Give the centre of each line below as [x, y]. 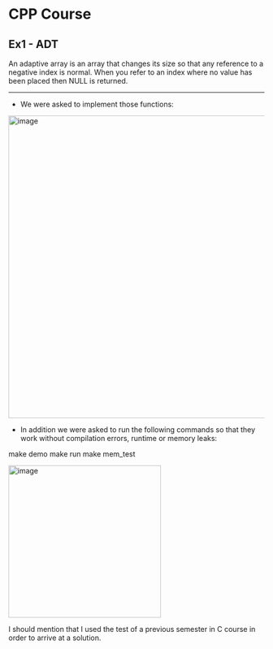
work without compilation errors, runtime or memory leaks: [119, 438]
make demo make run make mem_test [72, 454]
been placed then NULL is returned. [68, 81]
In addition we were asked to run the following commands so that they [138, 430]
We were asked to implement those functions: [97, 104]
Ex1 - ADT [33, 44]
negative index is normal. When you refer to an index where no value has [130, 72]
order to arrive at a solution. [55, 638]
